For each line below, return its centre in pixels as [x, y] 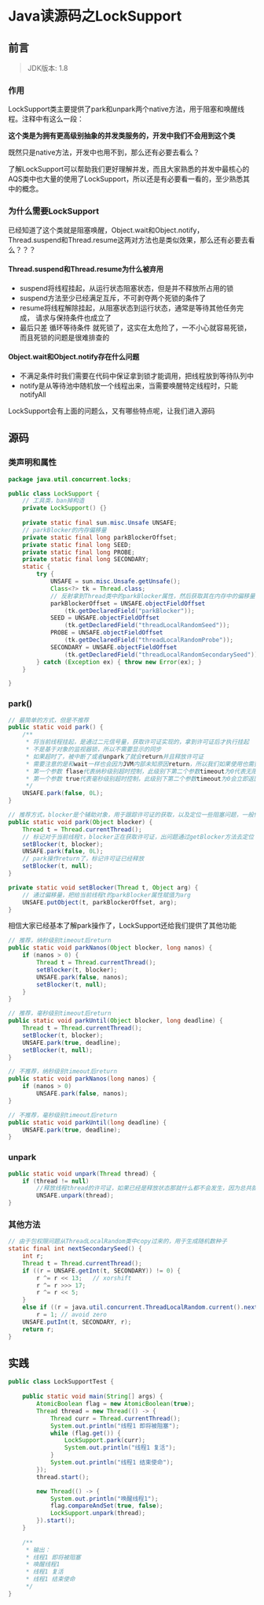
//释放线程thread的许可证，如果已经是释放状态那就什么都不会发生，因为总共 [144, 1188]
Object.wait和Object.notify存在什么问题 [74, 357]
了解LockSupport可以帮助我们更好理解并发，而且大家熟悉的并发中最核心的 [129, 169]
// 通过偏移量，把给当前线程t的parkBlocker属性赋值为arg [106, 895]
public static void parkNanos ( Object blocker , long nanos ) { [110, 948]
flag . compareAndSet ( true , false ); [106, 1506]
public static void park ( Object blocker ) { [81, 822]
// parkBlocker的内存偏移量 [65, 530]
